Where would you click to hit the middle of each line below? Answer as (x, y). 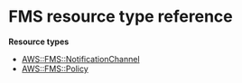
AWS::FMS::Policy (55, 69)
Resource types (39, 41)
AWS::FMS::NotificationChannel (81, 59)
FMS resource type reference (121, 17)
